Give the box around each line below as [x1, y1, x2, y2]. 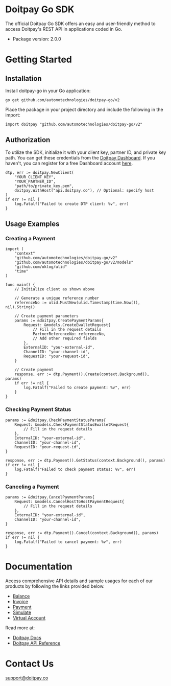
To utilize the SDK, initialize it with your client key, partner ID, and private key [5, 149, 166, 155]
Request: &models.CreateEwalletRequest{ [23, 323, 111, 328]
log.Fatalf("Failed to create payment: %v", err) [23, 385, 131, 391]
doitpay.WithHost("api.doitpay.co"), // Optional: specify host [14, 188, 154, 193]
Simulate [12, 609, 32, 615]
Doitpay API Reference [12, 640, 61, 646]
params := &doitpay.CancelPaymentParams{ [5, 495, 95, 500]
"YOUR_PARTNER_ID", [14, 179, 56, 184]
